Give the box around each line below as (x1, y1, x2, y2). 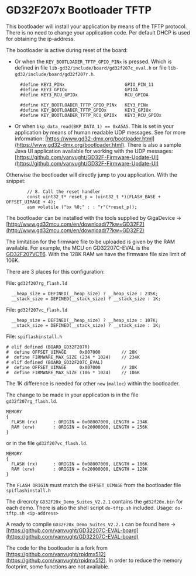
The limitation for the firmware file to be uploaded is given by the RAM (6, 238, 176, 245)
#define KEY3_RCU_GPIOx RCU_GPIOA (20, 92, 149, 98)
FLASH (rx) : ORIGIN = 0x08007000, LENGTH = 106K (11, 461, 148, 467)
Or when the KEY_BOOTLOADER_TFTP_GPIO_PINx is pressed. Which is (14, 58, 172, 65)
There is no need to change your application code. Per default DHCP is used (6, 29, 190, 36)
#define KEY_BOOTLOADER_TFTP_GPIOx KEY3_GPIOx (20, 107, 152, 113)
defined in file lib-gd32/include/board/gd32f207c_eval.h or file (14, 64, 167, 71)
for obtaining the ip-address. (6, 35, 75, 42)
